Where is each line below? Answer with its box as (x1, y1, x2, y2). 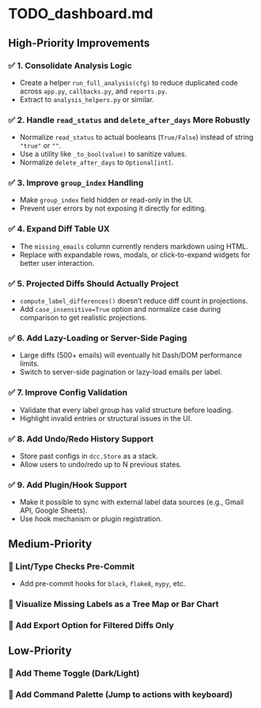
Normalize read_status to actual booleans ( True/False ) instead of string (19, 132, 254, 142)
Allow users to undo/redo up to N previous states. (19, 460, 182, 469)
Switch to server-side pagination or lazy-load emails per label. (19, 367, 223, 377)
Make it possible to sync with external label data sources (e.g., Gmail (19, 498, 244, 507)
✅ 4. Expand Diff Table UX (8, 223, 110, 234)
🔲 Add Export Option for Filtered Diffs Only (8, 619, 174, 630)
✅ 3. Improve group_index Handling (8, 177, 144, 188)
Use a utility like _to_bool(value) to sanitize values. (19, 150, 187, 159)
